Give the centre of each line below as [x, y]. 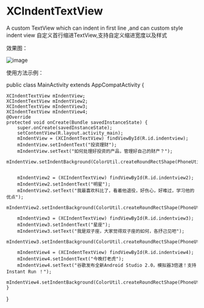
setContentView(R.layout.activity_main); [70, 133]
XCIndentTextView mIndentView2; [47, 101]
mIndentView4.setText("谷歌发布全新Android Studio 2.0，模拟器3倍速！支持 [107, 265]
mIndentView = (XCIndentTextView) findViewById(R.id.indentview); [103, 138]
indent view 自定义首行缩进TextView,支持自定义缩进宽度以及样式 [87, 35]
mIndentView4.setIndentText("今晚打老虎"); [71, 259]
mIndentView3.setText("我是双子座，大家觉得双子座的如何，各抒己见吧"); [101, 231]
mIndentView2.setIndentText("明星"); [64, 184]
